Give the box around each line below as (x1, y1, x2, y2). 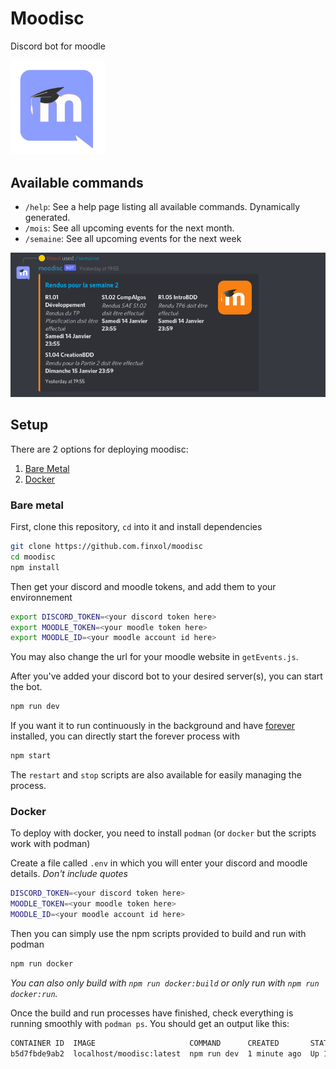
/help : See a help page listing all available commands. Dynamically (24, 200, 301, 212)
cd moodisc (10, 552, 56, 562)
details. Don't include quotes (10, 868, 128, 880)
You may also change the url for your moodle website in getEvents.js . (10, 651, 299, 663)
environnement (10, 591, 73, 603)
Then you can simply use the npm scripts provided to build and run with (10, 927, 307, 939)
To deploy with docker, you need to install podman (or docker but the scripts (10, 827, 317, 839)
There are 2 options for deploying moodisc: (10, 443, 189, 455)
